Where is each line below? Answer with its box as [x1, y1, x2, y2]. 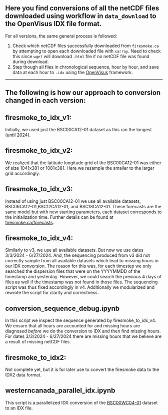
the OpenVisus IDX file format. [5, 20, 102, 28]
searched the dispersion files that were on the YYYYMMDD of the [5, 268, 140, 274]
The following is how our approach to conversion [5, 89, 161, 97]
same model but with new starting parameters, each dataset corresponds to [5, 209, 162, 215]
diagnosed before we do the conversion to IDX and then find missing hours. [5, 328, 161, 334]
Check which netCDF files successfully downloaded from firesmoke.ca [12, 43, 159, 49]
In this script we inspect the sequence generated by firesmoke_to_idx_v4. [5, 317, 156, 323]
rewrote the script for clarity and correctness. [5, 290, 99, 296]
